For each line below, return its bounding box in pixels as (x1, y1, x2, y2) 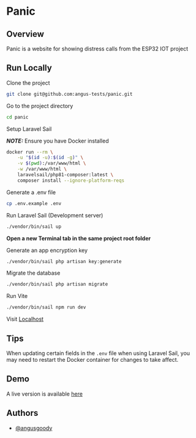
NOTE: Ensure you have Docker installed (6, 137, 109, 144)
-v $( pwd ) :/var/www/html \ (17, 160, 86, 166)
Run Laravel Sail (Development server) (6, 211, 104, 219)
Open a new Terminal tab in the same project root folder (6, 235, 151, 242)
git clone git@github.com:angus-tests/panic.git (6, 91, 133, 97)
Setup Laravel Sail (6, 125, 52, 133)
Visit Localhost (6, 315, 44, 323)
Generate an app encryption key (6, 246, 88, 254)
